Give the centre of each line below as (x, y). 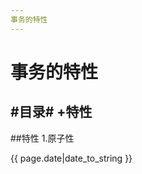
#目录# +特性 (51, 112)
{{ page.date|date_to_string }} (71, 158)
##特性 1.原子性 (42, 138)
